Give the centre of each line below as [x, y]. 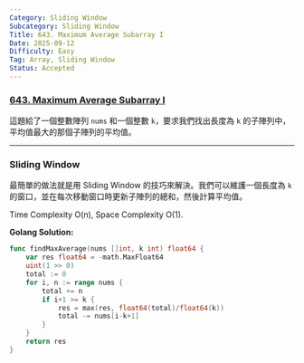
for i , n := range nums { [75, 282]
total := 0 [46, 274]
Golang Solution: [42, 233]
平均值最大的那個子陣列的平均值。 [73, 132]
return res [46, 342]
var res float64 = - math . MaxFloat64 [95, 258]
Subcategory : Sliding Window [64, 26]
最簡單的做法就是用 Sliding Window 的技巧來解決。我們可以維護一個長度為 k [151, 186]
